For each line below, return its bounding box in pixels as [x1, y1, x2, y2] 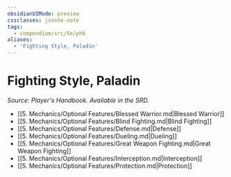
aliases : [7, 36, 33, 43]
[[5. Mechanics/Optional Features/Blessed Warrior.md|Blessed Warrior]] [17, 109, 225, 118]
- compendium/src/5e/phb [13, 29, 86, 37]
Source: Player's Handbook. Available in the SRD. [7, 96, 150, 104]
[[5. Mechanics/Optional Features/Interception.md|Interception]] [17, 154, 202, 162]
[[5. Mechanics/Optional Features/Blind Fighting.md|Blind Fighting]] [17, 117, 212, 125]
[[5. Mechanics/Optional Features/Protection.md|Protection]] [17, 162, 193, 170]
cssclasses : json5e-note [7, 17, 80, 24]
